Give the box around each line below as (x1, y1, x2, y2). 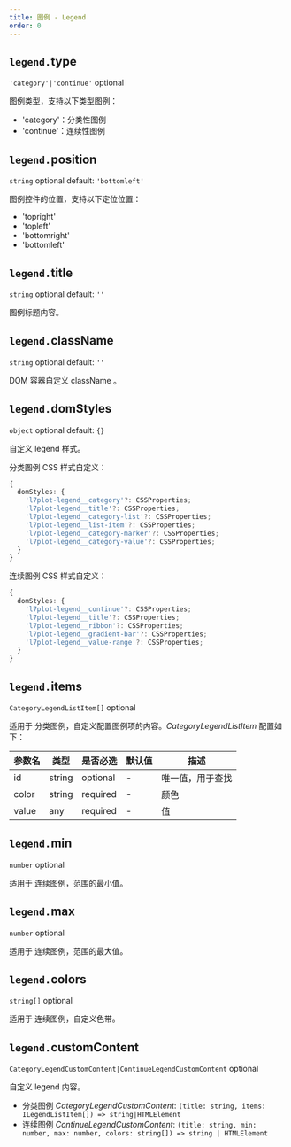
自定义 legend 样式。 (9, 443, 86, 453)
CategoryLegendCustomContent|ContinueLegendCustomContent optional (9, 1064, 259, 1074)
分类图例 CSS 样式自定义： (9, 461, 108, 472)
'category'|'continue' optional (9, 77, 125, 89)
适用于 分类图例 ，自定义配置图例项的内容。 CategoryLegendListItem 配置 (9, 721, 275, 731)
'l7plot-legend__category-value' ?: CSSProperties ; (25, 537, 216, 546)
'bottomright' (21, 230, 71, 241)
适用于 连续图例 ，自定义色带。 (9, 1013, 120, 1024)
